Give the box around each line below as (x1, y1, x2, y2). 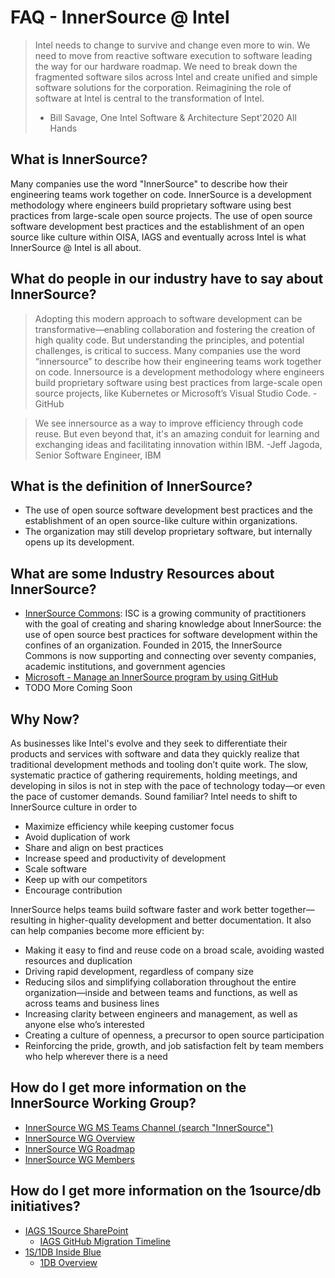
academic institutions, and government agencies (24, 661, 226, 673)
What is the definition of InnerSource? (10, 477, 253, 495)
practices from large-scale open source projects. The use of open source (10, 209, 313, 221)
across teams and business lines (24, 997, 160, 1009)
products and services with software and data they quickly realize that (10, 748, 300, 760)
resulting (10, 914, 47, 926)
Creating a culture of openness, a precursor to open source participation (24, 1029, 325, 1041)
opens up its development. (24, 536, 135, 548)
